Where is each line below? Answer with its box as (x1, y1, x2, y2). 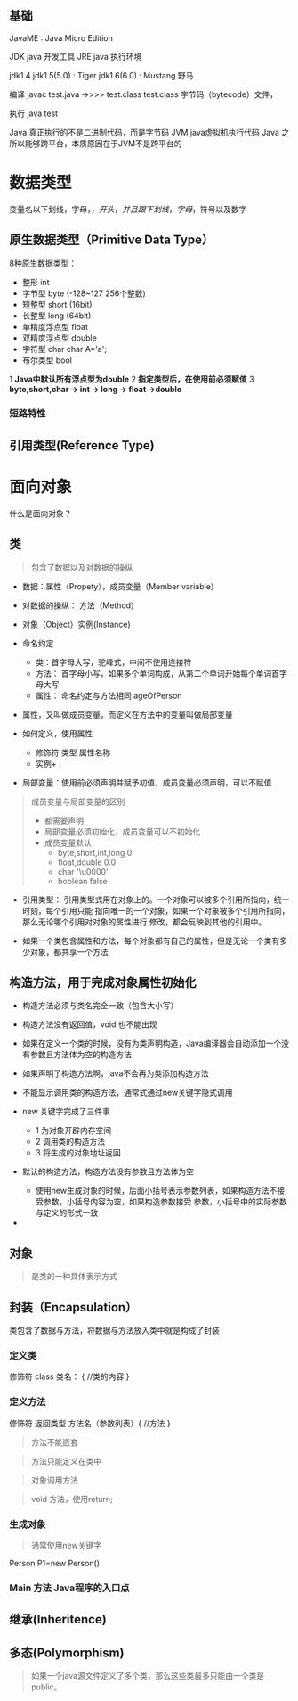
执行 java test (9, 108, 59, 119)
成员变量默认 (44, 837, 92, 848)
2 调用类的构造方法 (35, 1136, 106, 1147)
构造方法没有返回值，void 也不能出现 (21, 1019, 157, 1030)
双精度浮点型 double (21, 333, 98, 343)
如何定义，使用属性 (21, 727, 93, 738)
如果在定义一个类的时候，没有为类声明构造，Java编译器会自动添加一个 (21, 1038, 282, 1049)
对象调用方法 (30, 1475, 78, 1485)
